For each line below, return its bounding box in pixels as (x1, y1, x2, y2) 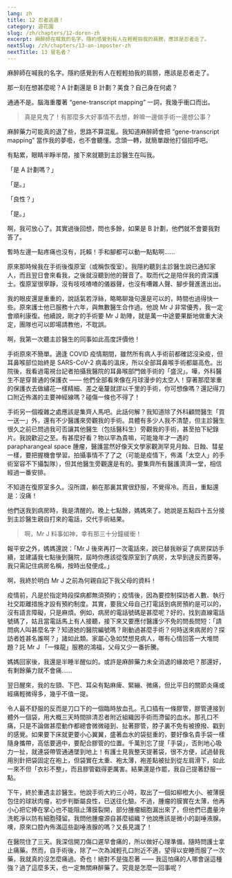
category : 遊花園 (7, 23, 54, 30)
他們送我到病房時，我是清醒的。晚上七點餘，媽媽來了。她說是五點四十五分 (7, 506, 219, 514)
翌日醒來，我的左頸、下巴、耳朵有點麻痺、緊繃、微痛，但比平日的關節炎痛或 (7, 681, 225, 689)
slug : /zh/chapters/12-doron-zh (7, 29, 100, 37)
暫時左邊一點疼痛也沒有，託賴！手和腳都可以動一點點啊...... (7, 247, 175, 256)
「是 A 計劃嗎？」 (7, 165, 57, 174)
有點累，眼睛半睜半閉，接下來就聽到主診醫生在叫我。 (7, 150, 159, 159)
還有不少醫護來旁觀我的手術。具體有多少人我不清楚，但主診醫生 (43, 416, 225, 424)
